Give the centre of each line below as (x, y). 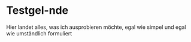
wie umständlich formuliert (39, 33)
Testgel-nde (37, 10)
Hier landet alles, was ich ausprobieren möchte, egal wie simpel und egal (96, 27)
